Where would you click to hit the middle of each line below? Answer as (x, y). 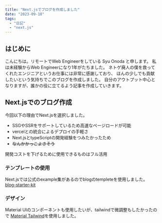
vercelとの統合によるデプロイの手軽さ (50, 131)
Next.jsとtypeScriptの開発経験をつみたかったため (61, 137)
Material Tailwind (27, 216)
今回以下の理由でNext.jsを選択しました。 (46, 115)
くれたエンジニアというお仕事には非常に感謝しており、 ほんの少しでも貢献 (80, 73)
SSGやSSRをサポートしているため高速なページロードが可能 (72, 125)
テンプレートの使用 (27, 167)
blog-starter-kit (20, 185)
